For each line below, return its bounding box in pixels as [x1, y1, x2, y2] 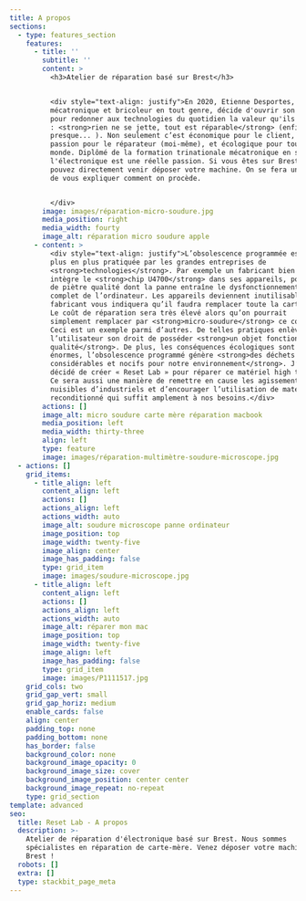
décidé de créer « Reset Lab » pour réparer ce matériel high [49, 368, 291, 377]
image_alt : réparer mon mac [42, 623, 148, 632]
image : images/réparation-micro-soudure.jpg [42, 206, 214, 215]
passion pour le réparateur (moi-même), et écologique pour [49, 140, 283, 149]
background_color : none [25, 749, 117, 759]
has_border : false [25, 741, 96, 750]
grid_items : [25, 469, 71, 479]
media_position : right [42, 215, 128, 225]
